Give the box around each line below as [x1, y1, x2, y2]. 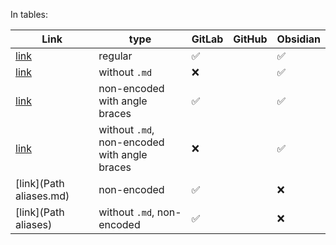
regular [98, 49, 133, 63]
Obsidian [276, 32, 321, 46]
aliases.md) [15, 189, 70, 203]
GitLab [191, 32, 224, 46]
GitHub [233, 32, 268, 46]
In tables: [10, 9, 49, 20]
